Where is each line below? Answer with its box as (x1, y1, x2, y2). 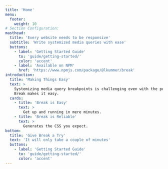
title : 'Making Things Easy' (9, 77, 70, 82)
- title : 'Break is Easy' (14, 100, 68, 105)
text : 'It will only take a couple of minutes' (9, 137, 111, 142)
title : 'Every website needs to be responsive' (9, 35, 111, 40)
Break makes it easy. (14, 91, 59, 96)
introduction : (5, 72, 35, 77)
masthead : (5, 30, 26, 35)
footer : (9, 16, 26, 21)
